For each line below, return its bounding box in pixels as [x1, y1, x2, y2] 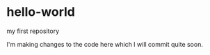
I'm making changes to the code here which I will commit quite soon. [6, 40, 203, 48]
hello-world [6, 4, 76, 20]
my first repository [6, 27, 60, 35]
